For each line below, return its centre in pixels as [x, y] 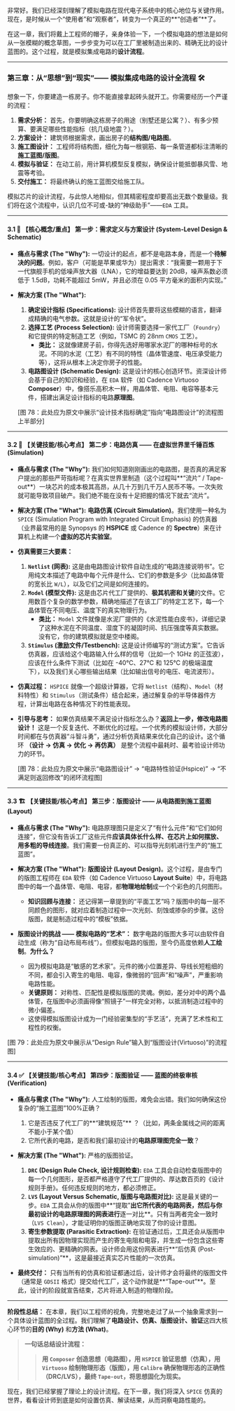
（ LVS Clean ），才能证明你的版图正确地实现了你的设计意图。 [114, 1223]
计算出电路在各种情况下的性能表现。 [82, 703]
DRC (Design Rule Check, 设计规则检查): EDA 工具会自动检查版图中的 [125, 1170]
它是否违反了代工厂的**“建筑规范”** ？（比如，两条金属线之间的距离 [126, 1123]
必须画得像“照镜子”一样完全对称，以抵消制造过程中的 [147, 1001]
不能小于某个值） [52, 1132]
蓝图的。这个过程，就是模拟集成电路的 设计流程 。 [78, 51]
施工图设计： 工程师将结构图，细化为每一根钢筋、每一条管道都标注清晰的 [122, 146]
